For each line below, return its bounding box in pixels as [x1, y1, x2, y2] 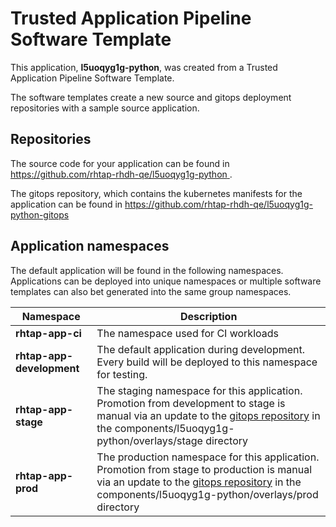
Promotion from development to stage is [96, 396, 286, 410]
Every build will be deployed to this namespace [96, 355, 318, 369]
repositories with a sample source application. [10, 102, 200, 114]
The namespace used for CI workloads [96, 326, 279, 340]
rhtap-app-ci [15, 326, 82, 340]
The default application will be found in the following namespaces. [10, 264, 284, 276]
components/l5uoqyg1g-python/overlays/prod [96, 487, 319, 501]
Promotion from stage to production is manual [96, 462, 313, 476]
